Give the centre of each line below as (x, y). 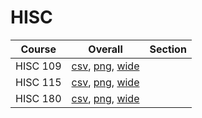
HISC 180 (38, 98)
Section (168, 49)
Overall (105, 49)
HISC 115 (38, 82)
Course (38, 49)
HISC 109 (38, 66)
